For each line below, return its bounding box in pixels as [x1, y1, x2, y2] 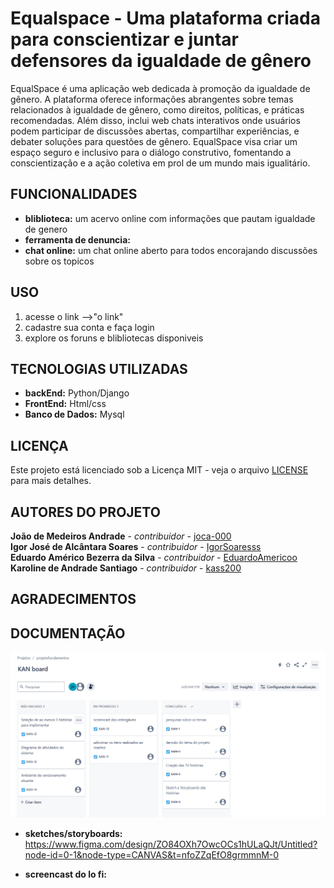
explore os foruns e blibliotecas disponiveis [24, 332, 204, 344]
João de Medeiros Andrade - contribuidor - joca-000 [10, 530, 232, 542]
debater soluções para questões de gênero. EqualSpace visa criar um [10, 135, 298, 147]
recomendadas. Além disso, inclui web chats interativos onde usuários [10, 114, 301, 126]
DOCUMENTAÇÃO [10, 625, 126, 642]
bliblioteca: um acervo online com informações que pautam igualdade [24, 212, 316, 224]
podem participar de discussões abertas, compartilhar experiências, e [10, 125, 300, 137]
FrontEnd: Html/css [24, 398, 107, 410]
